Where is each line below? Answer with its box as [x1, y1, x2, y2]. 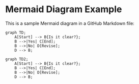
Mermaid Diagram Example [5, 4, 122, 15]
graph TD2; [5, 57, 29, 62]
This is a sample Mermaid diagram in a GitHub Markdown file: [5, 20, 135, 26]
